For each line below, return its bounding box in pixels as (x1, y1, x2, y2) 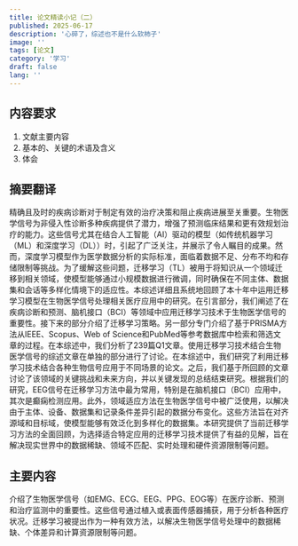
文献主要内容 (21, 131, 69, 142)
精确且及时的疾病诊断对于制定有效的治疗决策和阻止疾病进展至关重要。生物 (9, 207, 281, 218)
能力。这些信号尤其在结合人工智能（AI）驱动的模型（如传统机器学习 (24, 229, 273, 240)
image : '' (9, 37, 46, 47)
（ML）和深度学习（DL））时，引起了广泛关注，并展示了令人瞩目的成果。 (9, 241, 276, 251)
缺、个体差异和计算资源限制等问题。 (9, 527, 142, 538)
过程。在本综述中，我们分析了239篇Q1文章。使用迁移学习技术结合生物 (24, 340, 282, 351)
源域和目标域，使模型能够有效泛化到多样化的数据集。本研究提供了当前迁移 (9, 418, 281, 429)
